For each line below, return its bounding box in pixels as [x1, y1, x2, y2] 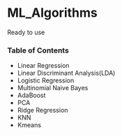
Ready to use [7, 28, 45, 36]
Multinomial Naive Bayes [17, 84, 89, 92]
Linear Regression [17, 62, 70, 70]
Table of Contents [7, 45, 70, 55]
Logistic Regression [17, 76, 75, 85]
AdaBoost [17, 91, 46, 99]
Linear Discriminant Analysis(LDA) [17, 69, 116, 78]
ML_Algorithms [7, 5, 98, 21]
